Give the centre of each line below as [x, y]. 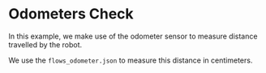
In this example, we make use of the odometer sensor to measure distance [133, 36]
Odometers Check [71, 14]
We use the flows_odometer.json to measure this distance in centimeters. [131, 60]
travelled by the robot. [45, 44]
